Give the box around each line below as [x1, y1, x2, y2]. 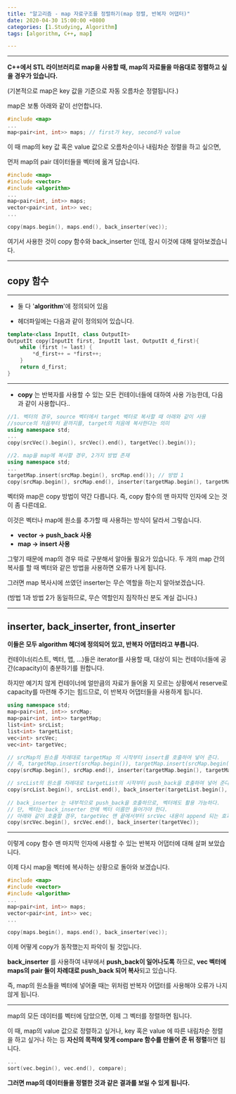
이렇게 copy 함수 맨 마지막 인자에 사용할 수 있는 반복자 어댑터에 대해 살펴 [7, 839, 207, 847]
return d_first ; [20, 363, 68, 371]
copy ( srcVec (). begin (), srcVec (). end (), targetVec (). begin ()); [7, 440, 197, 447]
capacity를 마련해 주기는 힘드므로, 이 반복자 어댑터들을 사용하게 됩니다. [7, 688, 203, 696]
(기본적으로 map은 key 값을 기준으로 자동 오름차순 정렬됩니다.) [7, 87, 179, 95]
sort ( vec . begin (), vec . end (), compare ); [7, 1065, 128, 1072]
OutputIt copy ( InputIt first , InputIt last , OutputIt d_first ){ [7, 337, 199, 344]
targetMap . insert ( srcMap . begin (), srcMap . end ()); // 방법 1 [7, 471, 184, 479]
